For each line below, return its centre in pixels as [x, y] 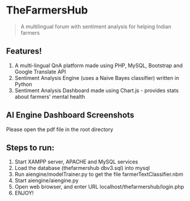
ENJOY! [24, 193]
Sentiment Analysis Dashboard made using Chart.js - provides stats [96, 90]
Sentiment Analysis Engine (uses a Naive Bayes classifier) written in [97, 78]
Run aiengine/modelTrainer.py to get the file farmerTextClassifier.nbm [99, 175]
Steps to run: [30, 148]
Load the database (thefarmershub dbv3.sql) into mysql [82, 168]
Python [23, 84]
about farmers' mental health [50, 96]
